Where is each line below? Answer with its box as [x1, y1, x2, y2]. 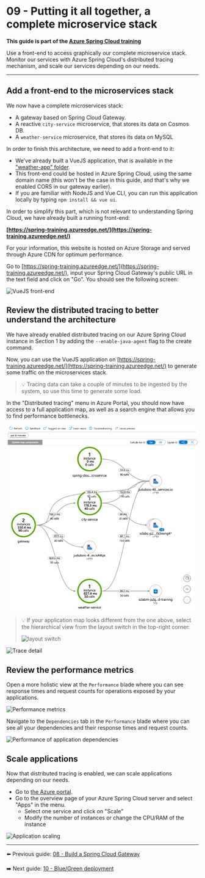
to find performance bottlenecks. [6, 412, 90, 419]
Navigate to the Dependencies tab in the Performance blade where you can [6, 717, 190, 725]
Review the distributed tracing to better [6, 305, 159, 316]
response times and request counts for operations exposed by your [6, 688, 176, 695]
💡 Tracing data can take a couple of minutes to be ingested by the [21, 380, 187, 388]
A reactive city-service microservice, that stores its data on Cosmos [15, 120, 189, 128]
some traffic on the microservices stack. [6, 368, 108, 376]
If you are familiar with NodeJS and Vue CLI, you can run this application [15, 189, 198, 197]
